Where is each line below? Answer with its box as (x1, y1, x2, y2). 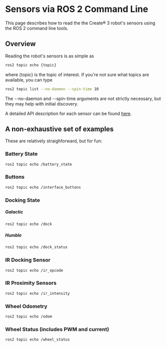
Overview (5, 40, 36, 48)
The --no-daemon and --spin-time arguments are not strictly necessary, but (5, 96, 162, 102)
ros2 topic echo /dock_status (5, 245, 68, 250)
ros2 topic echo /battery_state (5, 162, 72, 167)
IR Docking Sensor (5, 256, 51, 263)
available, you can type (5, 77, 53, 83)
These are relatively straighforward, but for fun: (5, 138, 102, 144)
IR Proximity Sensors (5, 280, 57, 287)
